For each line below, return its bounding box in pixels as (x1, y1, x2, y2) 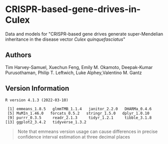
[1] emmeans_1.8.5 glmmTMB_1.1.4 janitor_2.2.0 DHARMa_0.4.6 (7, 106, 152, 111)
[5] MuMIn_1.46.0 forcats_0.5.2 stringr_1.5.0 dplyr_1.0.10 (7, 111, 150, 116)
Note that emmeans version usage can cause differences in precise (17, 128, 158, 134)
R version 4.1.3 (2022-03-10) (5, 97, 69, 103)
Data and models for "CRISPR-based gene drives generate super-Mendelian (5, 31, 163, 37)
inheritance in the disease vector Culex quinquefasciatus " (5, 36, 126, 42)
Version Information (5, 84, 69, 93)
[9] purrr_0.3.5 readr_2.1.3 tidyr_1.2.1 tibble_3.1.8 (7, 115, 152, 120)
